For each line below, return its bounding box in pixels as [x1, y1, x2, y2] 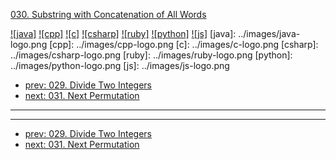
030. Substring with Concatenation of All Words [10, 9, 207, 20]
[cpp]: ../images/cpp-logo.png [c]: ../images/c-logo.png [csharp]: [49, 39, 319, 50]
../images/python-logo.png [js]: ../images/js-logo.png [10, 60, 230, 71]
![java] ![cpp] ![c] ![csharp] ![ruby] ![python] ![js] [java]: [10, 28, 237, 39]
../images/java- [238, 28, 301, 39]
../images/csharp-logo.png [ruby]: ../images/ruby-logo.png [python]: [10, 49, 293, 61]
